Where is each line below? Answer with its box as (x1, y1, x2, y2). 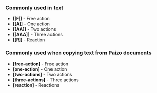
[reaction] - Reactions (12, 82, 60, 88)
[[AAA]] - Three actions (12, 32, 63, 38)
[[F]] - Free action (12, 16, 50, 22)
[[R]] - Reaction (12, 37, 45, 43)
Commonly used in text (5, 4, 64, 11)
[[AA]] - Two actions (12, 26, 56, 32)
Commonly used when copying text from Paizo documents (5, 49, 152, 56)
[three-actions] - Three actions (12, 77, 79, 83)
